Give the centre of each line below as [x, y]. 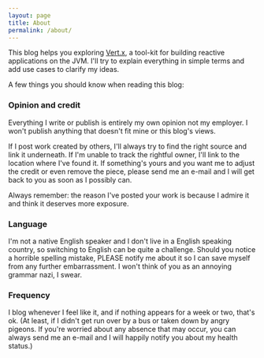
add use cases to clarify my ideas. [64, 70]
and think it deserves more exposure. [69, 203]
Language [28, 224]
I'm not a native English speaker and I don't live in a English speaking [120, 241]
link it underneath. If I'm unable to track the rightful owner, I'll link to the [124, 154]
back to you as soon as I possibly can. [70, 179]
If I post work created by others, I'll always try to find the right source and [127, 146]
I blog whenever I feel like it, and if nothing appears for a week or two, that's [132, 312]
